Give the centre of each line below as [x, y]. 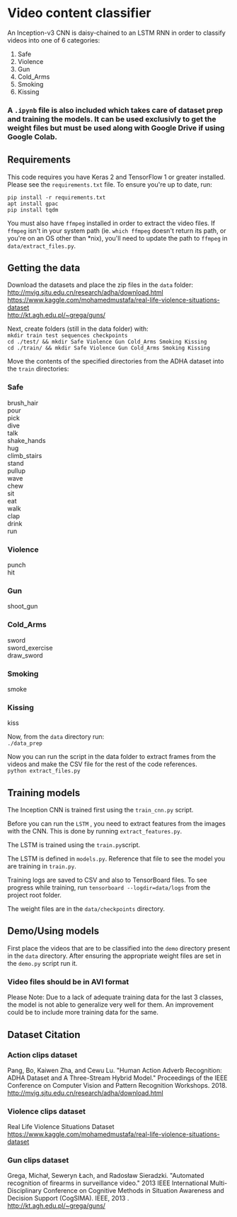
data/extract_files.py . [42, 246]
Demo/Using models [53, 931]
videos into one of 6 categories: [54, 40]
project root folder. [35, 895]
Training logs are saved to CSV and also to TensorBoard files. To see [107, 880]
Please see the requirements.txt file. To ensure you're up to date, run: [110, 184]
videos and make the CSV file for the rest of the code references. [102, 764]
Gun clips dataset [38, 1160]
